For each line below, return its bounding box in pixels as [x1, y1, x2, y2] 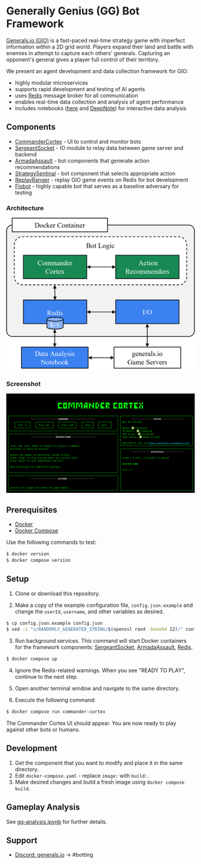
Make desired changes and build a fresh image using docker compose [14, 778, 185, 785]
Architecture [6, 204, 44, 212]
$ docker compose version [6, 557, 71, 563]
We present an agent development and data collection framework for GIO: [6, 67, 188, 74]
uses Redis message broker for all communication [14, 92, 139, 99]
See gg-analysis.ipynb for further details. [6, 818, 108, 825]
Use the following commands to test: [6, 538, 97, 546]
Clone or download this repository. [14, 589, 100, 597]
